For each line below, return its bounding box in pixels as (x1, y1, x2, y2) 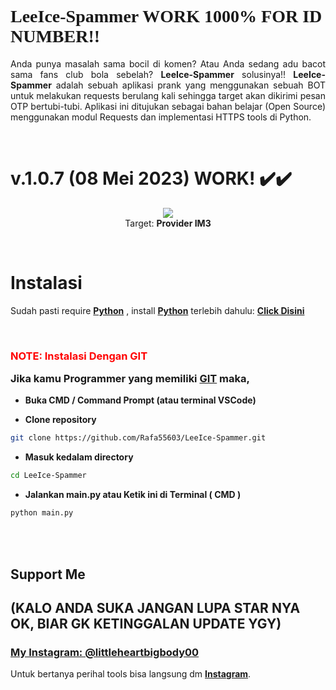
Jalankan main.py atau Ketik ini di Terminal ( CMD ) (24, 489, 242, 501)
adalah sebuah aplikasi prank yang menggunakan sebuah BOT (55, 79, 326, 91)
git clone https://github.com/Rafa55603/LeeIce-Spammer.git (10, 433, 267, 443)
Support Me (10, 566, 86, 583)
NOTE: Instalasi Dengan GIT (10, 349, 148, 363)
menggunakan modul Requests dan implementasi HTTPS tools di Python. (10, 111, 312, 123)
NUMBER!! (10, 26, 101, 47)
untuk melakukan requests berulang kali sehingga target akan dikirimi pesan (10, 89, 326, 101)
